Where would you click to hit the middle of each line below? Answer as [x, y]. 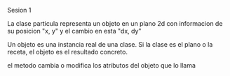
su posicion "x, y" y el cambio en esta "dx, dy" [74, 31]
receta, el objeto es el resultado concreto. [68, 52]
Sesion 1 [19, 10]
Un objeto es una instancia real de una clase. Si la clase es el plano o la [110, 44]
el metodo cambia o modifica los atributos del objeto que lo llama [102, 65]
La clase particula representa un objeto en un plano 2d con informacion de [115, 23]
